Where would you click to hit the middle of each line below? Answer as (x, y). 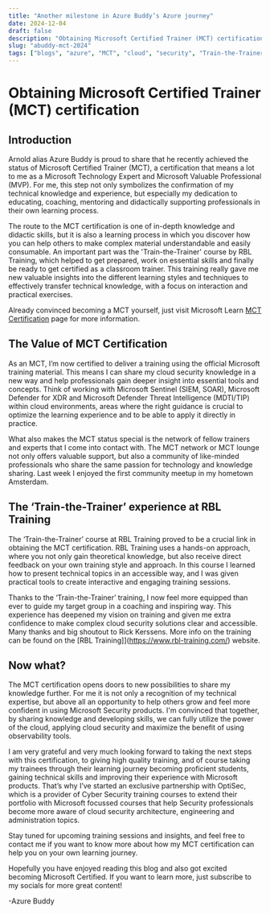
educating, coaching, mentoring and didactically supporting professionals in (134, 202)
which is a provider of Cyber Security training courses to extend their (123, 795)
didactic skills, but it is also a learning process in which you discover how (129, 235)
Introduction (40, 140)
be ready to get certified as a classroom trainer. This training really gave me (133, 269)
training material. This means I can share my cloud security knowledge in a (132, 372)
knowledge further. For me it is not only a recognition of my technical (123, 693)
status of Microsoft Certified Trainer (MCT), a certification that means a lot (131, 167)
